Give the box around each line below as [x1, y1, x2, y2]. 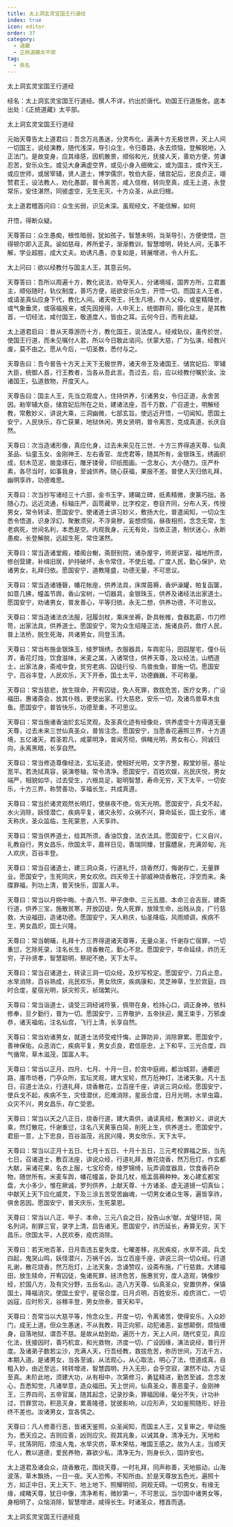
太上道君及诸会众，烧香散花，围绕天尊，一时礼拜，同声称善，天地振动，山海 [7, 1462, 226, 1471]
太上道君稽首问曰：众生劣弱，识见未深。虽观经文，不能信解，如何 [7, 201, 196, 210]
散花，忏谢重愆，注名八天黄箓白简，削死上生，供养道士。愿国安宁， [31, 1122, 226, 1131]
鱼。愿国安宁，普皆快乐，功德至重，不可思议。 [7, 702, 141, 711]
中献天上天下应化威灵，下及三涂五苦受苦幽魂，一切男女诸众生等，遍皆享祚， [7, 1190, 226, 1198]
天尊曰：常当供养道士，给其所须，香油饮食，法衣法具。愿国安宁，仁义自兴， [7, 831, 226, 840]
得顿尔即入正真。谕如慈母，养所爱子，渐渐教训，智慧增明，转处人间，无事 [7, 239, 220, 248]
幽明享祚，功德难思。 [7, 475, 68, 484]
